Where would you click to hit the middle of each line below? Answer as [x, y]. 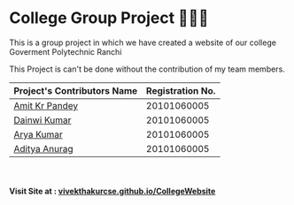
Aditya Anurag [43, 148]
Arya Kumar [39, 134]
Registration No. [181, 90]
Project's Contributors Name [76, 90]
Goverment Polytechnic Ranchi [66, 51]
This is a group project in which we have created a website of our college [143, 42]
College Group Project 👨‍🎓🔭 [109, 18]
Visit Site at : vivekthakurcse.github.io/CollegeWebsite [112, 191]
